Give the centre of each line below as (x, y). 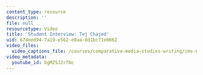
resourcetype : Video (32, 29)
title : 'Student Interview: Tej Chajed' (58, 34)
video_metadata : (27, 57)
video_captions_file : (39, 51)
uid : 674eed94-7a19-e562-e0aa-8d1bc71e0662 (62, 40)
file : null (20, 23)
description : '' (27, 18)
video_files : (23, 46)
